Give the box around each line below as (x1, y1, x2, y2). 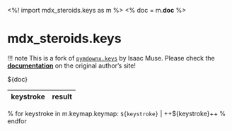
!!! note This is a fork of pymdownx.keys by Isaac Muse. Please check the (7, 54, 216, 62)
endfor (7, 116, 27, 125)
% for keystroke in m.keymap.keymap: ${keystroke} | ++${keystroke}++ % (7, 109, 226, 118)
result (52, 92, 73, 101)
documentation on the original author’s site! (7, 61, 137, 70)
